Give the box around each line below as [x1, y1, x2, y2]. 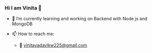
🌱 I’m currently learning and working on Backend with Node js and [11, 16, 148, 22]
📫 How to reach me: [11, 31, 55, 37]
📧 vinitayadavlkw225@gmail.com [19, 42, 87, 49]
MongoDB [11, 21, 33, 27]
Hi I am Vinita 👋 [4, 4, 42, 11]
